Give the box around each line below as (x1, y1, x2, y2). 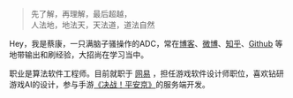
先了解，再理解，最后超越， (30, 9, 132, 19)
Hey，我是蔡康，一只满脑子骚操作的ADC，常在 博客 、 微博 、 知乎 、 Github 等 (9, 39, 283, 49)
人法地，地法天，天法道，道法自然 (30, 19, 155, 30)
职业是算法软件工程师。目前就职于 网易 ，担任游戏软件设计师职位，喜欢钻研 (9, 68, 284, 79)
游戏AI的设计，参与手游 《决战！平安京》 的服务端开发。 (9, 79, 210, 89)
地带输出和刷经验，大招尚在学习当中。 (9, 49, 148, 60)
